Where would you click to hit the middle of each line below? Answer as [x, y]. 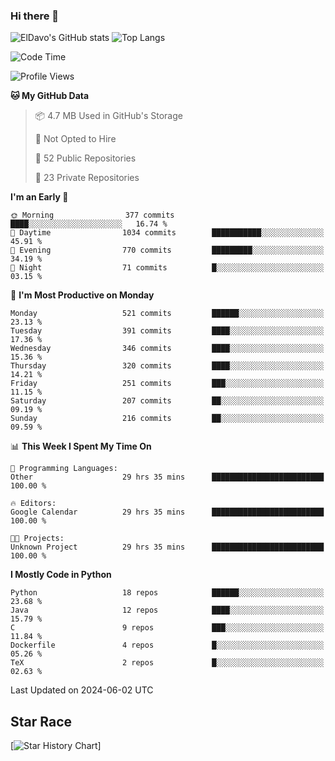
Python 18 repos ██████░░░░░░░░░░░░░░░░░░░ [167, 593]
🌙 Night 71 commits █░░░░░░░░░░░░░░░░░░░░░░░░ [167, 268]
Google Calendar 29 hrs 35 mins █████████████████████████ [167, 512]
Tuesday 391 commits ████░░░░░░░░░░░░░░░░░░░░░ [167, 331]
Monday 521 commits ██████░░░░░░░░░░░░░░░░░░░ [167, 314]
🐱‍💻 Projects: [37, 539]
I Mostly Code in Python [61, 575]
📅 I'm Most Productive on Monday [82, 295]
